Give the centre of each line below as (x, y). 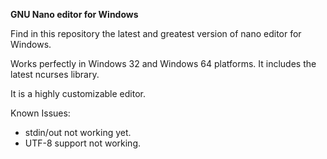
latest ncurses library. (55, 74)
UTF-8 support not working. (83, 143)
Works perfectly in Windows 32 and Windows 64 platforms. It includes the (163, 63)
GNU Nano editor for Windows (74, 14)
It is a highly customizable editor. (78, 93)
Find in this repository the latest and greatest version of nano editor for (156, 33)
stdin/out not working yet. (78, 132)
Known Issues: (40, 113)
